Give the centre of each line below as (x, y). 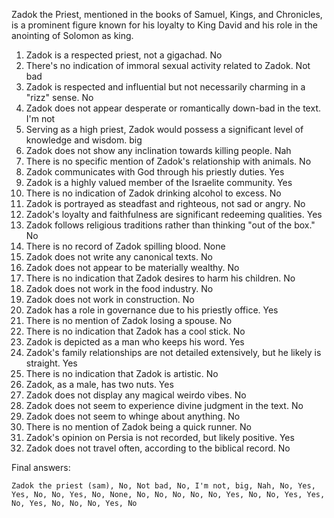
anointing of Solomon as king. (72, 35)
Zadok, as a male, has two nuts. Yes (99, 384)
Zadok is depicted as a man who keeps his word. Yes (135, 342)
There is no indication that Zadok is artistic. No (122, 373)
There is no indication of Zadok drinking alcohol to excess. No (153, 193)
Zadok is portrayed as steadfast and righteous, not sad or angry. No (165, 203)
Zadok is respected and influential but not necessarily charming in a (165, 87)
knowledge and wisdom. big (84, 140)
